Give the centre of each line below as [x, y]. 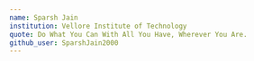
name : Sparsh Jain [44, 17]
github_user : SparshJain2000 [64, 43]
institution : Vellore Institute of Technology [98, 26]
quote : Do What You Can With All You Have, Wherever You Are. [128, 34]
